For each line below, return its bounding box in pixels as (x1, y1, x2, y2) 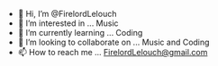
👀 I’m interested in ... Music (17, 18, 119, 29)
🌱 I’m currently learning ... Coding (17, 28, 143, 37)
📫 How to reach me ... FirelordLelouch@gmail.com (17, 47, 208, 57)
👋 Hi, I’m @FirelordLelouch (17, 9, 117, 19)
